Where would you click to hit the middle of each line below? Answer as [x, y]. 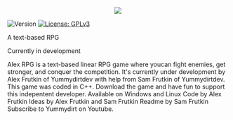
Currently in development [44, 51]
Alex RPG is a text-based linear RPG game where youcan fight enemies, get [116, 64]
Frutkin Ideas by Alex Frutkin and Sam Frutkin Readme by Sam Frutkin [108, 102]
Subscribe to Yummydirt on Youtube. [60, 109]
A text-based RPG [33, 37]
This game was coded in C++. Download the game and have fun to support [116, 87]
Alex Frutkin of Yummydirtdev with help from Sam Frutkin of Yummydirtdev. [116, 79]
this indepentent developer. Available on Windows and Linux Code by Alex [115, 94]
